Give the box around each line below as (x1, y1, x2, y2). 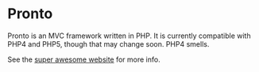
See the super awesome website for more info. (7, 55, 160, 64)
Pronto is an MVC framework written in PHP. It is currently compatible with (7, 31, 251, 40)
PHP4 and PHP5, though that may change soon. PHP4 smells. (7, 39, 210, 48)
